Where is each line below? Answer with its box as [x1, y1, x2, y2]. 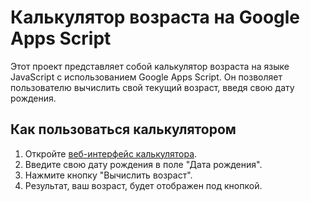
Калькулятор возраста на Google [10, 6, 301, 29]
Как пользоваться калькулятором [10, 121, 237, 138]
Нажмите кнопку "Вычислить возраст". [24, 169, 193, 181]
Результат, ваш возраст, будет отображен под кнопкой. [24, 179, 263, 191]
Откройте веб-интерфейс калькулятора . [24, 147, 198, 160]
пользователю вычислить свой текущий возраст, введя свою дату [10, 81, 295, 93]
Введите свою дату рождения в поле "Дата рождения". [24, 158, 263, 170]
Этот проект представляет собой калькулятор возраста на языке [10, 60, 290, 72]
